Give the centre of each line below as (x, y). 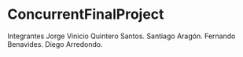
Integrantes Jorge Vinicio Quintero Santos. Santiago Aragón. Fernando (121, 36)
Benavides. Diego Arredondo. (55, 44)
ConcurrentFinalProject (86, 14)
